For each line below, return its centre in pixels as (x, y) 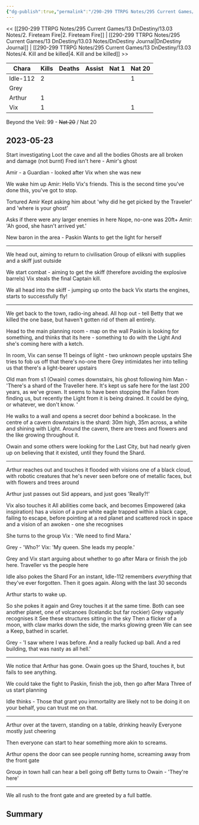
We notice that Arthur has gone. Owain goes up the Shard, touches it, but (96, 666)
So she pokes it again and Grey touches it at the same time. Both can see (95, 606)
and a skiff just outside (34, 261)
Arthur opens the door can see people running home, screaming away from (98, 754)
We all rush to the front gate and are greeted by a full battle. (79, 795)
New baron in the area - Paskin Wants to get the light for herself (84, 237)
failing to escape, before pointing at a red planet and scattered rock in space (99, 518)
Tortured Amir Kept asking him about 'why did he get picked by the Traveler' (99, 202)
